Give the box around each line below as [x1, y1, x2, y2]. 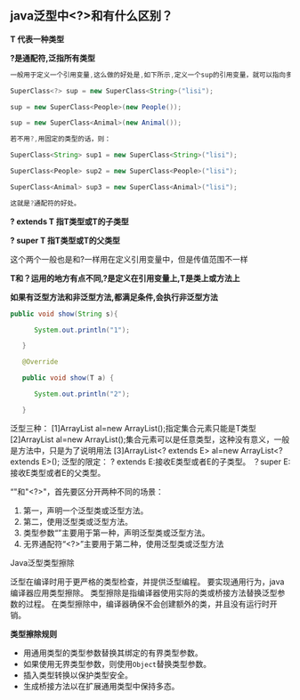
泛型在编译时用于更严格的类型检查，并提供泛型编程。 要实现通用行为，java [10, 576, 285, 587]
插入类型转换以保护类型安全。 [22, 670, 133, 680]
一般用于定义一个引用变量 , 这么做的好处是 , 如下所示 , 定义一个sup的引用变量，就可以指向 [10, 70, 286, 79]
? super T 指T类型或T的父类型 [10, 235, 121, 245]
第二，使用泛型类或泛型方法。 [22, 516, 133, 527]
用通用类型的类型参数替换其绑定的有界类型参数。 [22, 648, 203, 658]
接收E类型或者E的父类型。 [10, 467, 106, 478]
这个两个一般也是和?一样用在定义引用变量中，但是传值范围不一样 [10, 253, 248, 264]
